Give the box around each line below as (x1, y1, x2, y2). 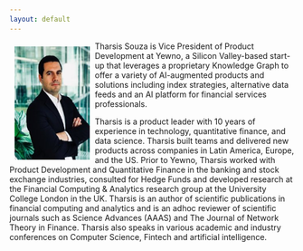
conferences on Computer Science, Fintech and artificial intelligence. (9, 231, 268, 242)
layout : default (9, 14, 71, 24)
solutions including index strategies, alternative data (94, 79, 289, 90)
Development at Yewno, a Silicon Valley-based (94, 50, 269, 61)
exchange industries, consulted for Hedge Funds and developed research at (9, 173, 293, 185)
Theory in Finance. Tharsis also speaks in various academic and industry (9, 222, 282, 233)
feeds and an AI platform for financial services (94, 89, 267, 100)
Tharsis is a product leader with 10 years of (94, 116, 256, 127)
